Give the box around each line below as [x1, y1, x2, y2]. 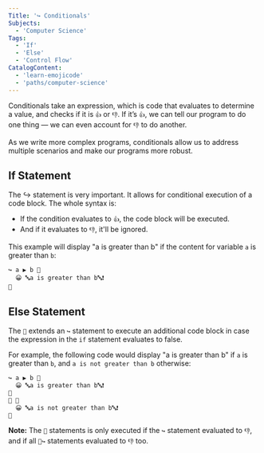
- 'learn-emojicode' [15, 71, 84, 79]
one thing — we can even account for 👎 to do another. [8, 119, 187, 129]
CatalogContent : [8, 64, 62, 72]
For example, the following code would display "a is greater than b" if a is [8, 350, 249, 360]
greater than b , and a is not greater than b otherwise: [8, 359, 191, 368]
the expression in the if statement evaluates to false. [8, 335, 183, 344]
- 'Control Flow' [15, 57, 73, 65]
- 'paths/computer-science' [15, 78, 109, 86]
